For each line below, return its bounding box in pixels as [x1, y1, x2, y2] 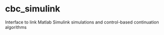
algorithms [5, 24, 27, 30]
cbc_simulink [5, 3, 60, 14]
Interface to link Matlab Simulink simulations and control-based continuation [5, 19, 159, 25]
